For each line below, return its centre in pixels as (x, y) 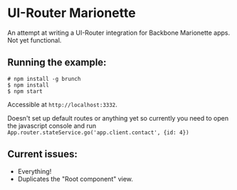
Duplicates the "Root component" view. (75, 179)
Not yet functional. (35, 40)
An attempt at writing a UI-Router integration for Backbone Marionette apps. (119, 33)
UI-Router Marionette (72, 13)
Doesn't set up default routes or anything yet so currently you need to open (118, 118)
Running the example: (57, 63)
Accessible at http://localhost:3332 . (62, 104)
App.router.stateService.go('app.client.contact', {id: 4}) (99, 133)
